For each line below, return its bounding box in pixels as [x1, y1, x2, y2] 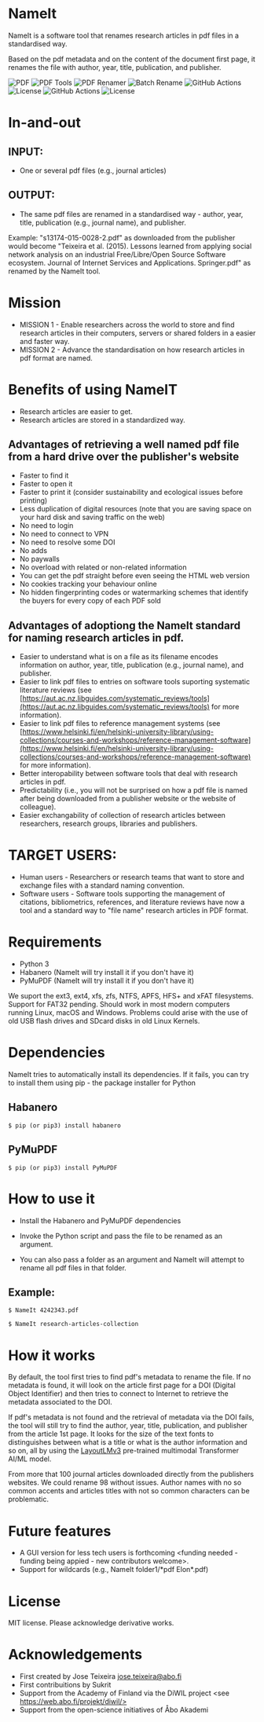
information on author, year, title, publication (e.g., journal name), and [19, 661, 244, 670]
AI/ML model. [8, 1454, 52, 1464]
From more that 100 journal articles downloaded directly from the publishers [8, 1470, 254, 1479]
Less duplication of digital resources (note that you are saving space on [19, 504, 252, 514]
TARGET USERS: [8, 846, 117, 864]
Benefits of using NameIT [8, 380, 178, 398]
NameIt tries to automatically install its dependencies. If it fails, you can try [8, 1070, 249, 1079]
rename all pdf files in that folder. [19, 1262, 127, 1273]
